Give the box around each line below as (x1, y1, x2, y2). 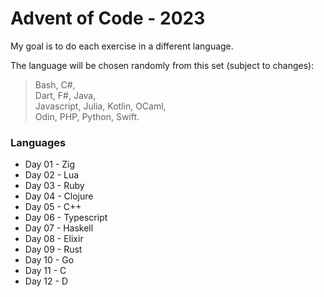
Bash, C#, (34, 78, 76, 91)
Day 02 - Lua (24, 169, 80, 181)
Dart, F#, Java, (34, 89, 97, 101)
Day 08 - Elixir (24, 233, 84, 245)
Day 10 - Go (24, 254, 75, 266)
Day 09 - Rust (24, 243, 83, 256)
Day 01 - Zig (24, 158, 75, 171)
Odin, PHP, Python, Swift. (34, 110, 140, 122)
